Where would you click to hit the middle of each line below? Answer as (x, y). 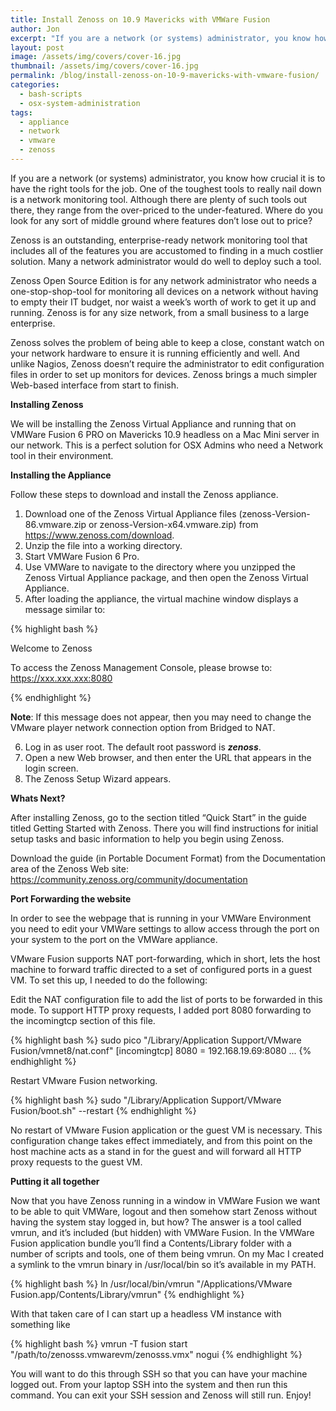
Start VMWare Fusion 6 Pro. (82, 556)
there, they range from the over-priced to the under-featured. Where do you (166, 210)
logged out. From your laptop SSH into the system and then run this (149, 1384)
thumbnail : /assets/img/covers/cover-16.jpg (104, 66)
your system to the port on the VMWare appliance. (114, 939)
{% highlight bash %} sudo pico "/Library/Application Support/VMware (156, 1040)
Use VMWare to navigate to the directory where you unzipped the (160, 567)
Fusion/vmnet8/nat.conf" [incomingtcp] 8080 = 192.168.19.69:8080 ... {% (161, 1050)
